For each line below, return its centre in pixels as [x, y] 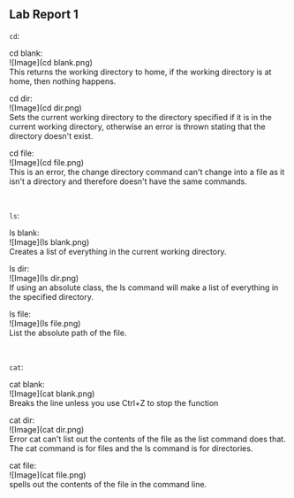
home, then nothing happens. [63, 81]
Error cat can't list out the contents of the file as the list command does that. [147, 439]
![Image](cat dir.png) [47, 429]
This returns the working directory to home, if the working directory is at [140, 72]
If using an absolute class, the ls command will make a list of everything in [144, 287]
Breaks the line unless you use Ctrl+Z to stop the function [114, 402]
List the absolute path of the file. [68, 333]
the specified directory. [52, 296]
